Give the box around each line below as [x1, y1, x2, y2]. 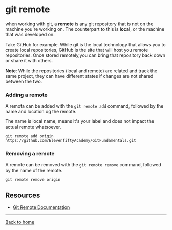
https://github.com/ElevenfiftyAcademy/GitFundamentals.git [5, 138, 137, 143]
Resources [5, 191, 40, 199]
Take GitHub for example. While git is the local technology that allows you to [5, 41, 166, 47]
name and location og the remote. [5, 109, 77, 115]
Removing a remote [5, 150, 55, 157]
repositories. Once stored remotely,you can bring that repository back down [5, 52, 165, 58]
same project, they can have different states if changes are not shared [5, 73, 154, 79]
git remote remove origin [5, 177, 60, 182]
